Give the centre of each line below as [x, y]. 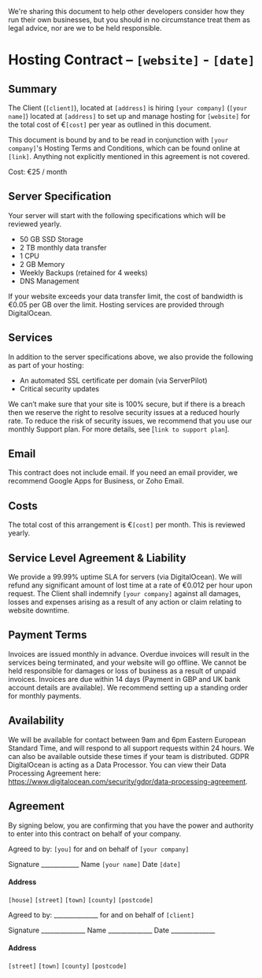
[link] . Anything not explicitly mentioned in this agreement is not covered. [129, 156]
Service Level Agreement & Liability [97, 558]
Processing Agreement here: [54, 773]
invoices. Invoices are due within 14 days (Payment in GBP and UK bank [125, 679]
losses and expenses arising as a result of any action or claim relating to [125, 602]
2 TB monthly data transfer [63, 247]
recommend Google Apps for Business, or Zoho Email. [96, 481]
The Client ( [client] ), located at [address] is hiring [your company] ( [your [128, 108]
